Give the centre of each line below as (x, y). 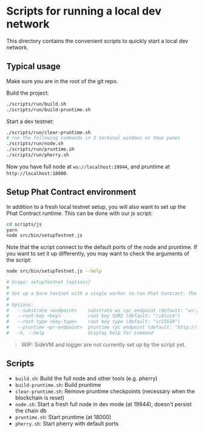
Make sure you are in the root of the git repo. (62, 81)
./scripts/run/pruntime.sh (40, 149)
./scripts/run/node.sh (35, 144)
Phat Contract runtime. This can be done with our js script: (80, 213)
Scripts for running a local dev (84, 11)
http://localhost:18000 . (37, 173)
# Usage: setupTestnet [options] (49, 282)
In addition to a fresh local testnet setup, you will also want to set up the (96, 206)
